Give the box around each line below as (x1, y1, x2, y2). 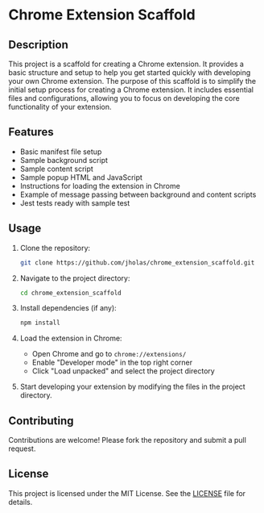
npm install (19, 319, 60, 327)
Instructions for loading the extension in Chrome (19, 181, 181, 190)
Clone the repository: (19, 243, 91, 252)
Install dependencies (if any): (19, 303, 117, 313)
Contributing (8, 414, 74, 427)
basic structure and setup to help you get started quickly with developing (8, 68, 251, 77)
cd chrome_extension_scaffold (19, 289, 122, 297)
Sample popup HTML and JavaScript (19, 172, 143, 182)
